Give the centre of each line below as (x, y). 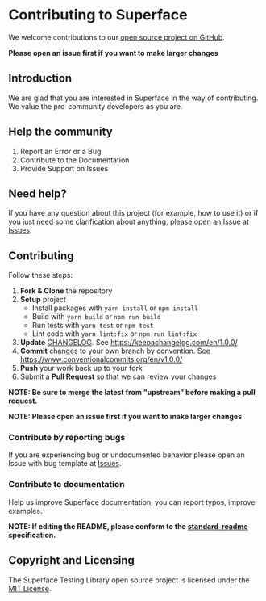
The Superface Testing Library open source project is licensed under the (129, 580)
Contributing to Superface (98, 15)
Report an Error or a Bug (60, 151)
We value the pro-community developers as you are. (96, 106)
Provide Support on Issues (64, 168)
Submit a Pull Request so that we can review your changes (118, 376)
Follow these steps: (40, 275)
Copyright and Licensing (72, 560)
